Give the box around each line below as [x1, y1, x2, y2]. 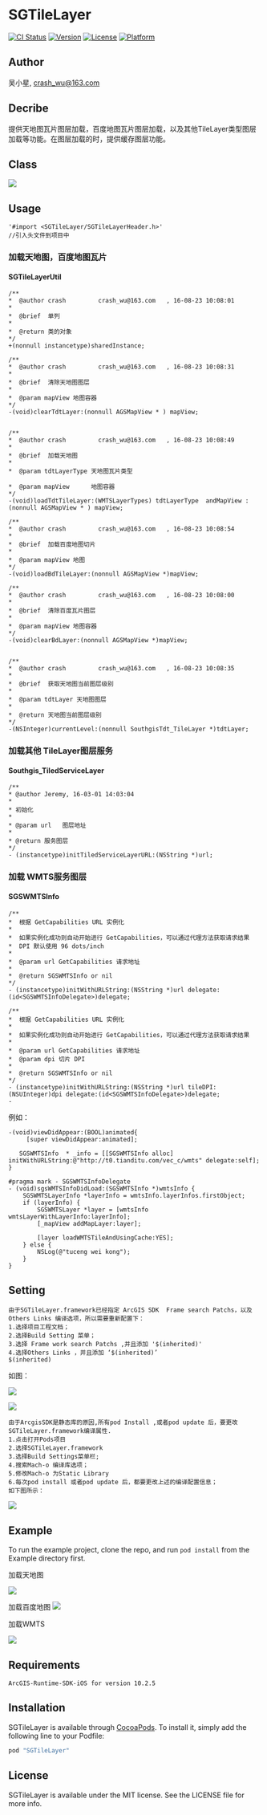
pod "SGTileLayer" [8, 1746, 70, 1755]
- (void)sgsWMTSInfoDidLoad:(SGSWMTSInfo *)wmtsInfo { [8, 1184, 196, 1193]
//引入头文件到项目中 [8, 231, 70, 240]
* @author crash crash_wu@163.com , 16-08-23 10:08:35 [8, 665, 235, 673]
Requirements [8, 1658, 80, 1671]
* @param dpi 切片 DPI [8, 1055, 86, 1063]
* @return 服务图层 [8, 837, 69, 845]
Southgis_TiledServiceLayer [8, 765, 105, 775]
